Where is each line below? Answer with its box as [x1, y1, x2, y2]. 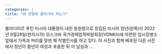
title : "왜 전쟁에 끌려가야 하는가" [5, 12, 68, 16]
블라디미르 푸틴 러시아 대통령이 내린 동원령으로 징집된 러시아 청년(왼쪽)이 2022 [5, 25, 155, 31]
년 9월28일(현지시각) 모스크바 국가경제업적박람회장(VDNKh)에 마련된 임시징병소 [5, 31, 158, 37]
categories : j [5, 7, 34, 12]
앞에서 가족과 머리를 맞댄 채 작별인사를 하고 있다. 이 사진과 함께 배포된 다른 [5, 37, 146, 43]
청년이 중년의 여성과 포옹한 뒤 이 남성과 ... [14, 43, 93, 49]
